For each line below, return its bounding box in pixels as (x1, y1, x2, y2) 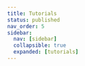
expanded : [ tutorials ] (13, 49, 79, 56)
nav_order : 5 (7, 23, 45, 30)
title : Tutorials (7, 10, 57, 17)
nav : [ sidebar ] (13, 36, 57, 43)
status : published (7, 16, 60, 23)
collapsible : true (13, 42, 67, 49)
